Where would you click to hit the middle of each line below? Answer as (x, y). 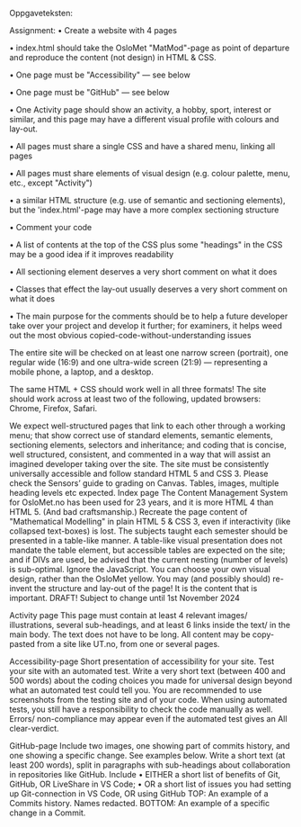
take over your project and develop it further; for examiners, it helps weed (146, 326)
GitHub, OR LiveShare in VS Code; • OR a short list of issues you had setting (150, 784)
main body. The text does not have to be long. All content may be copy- (142, 634)
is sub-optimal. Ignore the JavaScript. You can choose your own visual (140, 569)
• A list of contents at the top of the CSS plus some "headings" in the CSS (146, 245)
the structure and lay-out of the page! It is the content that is (146, 588)
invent (21, 588)
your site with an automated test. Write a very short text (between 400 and (147, 671)
